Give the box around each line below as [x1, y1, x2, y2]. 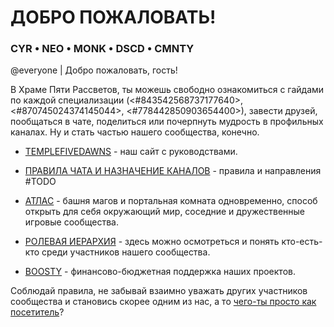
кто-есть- [281, 236, 323, 248]
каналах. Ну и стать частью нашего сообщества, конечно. [10, 126, 260, 138]
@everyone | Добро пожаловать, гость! [10, 64, 178, 76]
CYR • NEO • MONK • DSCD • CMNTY [10, 42, 195, 56]
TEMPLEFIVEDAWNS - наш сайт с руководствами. [24, 146, 238, 158]
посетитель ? [10, 306, 65, 318]
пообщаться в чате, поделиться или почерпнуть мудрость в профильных [10, 116, 324, 128]
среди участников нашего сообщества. [41, 246, 211, 258]
